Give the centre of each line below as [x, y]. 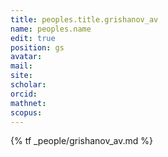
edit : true [33, 38]
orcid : [24, 94]
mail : [21, 66]
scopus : [26, 112]
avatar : [26, 57]
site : [21, 76]
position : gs [37, 47]
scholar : [28, 85]
